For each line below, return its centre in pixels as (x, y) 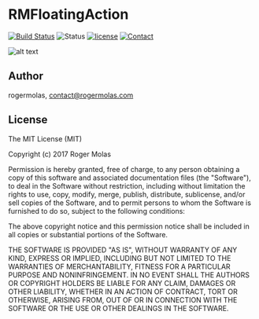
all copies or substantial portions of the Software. (88, 234)
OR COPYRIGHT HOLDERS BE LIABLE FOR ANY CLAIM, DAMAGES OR (122, 283)
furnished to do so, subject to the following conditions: (96, 211)
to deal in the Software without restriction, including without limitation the (127, 185)
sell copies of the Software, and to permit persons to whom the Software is (130, 203)
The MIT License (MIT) (45, 138)
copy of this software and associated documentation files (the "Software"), (130, 178)
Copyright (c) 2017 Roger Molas (60, 154)
